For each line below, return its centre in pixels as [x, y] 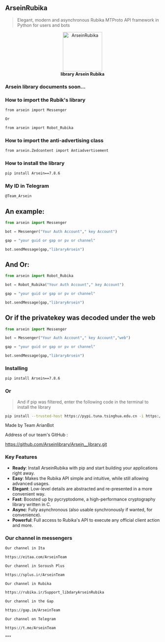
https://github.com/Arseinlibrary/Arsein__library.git [56, 445]
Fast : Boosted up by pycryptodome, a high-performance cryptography [84, 499]
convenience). [27, 515]
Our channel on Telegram [30, 619]
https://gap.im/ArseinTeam [33, 610]
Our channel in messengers [39, 538]
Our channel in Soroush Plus [35, 566]
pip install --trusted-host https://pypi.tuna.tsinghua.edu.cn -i [74, 416]
